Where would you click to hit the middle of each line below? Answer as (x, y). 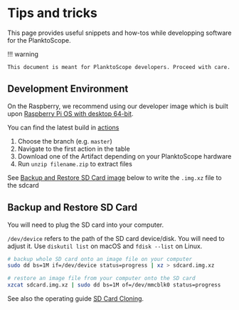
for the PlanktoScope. (39, 40)
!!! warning (23, 54)
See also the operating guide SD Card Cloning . (76, 299)
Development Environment (68, 89)
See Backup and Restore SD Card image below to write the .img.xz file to (115, 177)
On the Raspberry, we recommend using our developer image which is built (118, 106)
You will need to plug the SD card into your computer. (86, 225)
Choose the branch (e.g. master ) (65, 141)
